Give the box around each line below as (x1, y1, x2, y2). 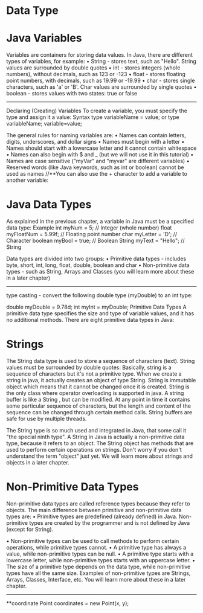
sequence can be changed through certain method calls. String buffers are (6, 409, 193, 416)
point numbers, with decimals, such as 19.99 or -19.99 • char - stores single (6, 77, 195, 85)
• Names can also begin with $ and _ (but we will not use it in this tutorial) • (6, 151, 194, 158)
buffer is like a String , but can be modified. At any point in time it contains (6, 396, 190, 403)
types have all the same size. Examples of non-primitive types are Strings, (6, 569, 191, 577)
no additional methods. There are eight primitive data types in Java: (6, 316, 175, 324)
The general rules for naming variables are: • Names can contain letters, (6, 132, 186, 139)
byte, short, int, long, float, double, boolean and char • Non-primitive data (6, 262, 190, 269)
